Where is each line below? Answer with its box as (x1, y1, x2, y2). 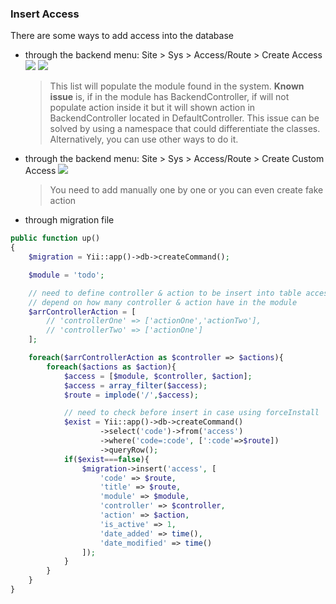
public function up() (10, 233, 101, 244)
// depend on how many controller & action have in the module (28, 297, 298, 307)
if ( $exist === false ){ (63, 454, 150, 464)
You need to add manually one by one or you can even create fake (49, 184, 324, 196)
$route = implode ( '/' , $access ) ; (63, 390, 199, 400)
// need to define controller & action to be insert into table (28, 288, 302, 298)
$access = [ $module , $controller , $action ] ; (63, 371, 253, 381)
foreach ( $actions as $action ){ (46, 362, 177, 372)
